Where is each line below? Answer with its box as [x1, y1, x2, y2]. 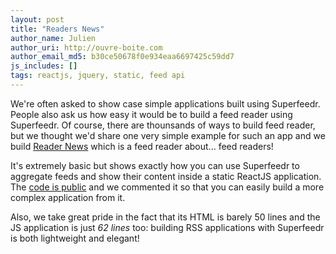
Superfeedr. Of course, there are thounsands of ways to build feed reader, [10, 119, 316, 131]
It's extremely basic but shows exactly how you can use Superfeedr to [10, 159, 300, 171]
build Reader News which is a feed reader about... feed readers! [10, 140, 274, 152]
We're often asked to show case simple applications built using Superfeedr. [10, 97, 321, 110]
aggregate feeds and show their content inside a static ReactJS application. [10, 170, 322, 182]
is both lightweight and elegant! [10, 232, 140, 244]
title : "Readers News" [10, 24, 105, 34]
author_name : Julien [10, 33, 97, 43]
